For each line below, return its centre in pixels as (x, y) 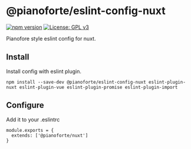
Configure (25, 105)
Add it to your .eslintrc (33, 120)
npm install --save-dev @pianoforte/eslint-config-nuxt (76, 82)
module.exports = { (30, 130)
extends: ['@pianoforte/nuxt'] (50, 135)
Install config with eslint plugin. (44, 71)
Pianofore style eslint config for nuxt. (51, 38)
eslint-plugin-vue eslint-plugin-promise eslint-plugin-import (98, 87)
